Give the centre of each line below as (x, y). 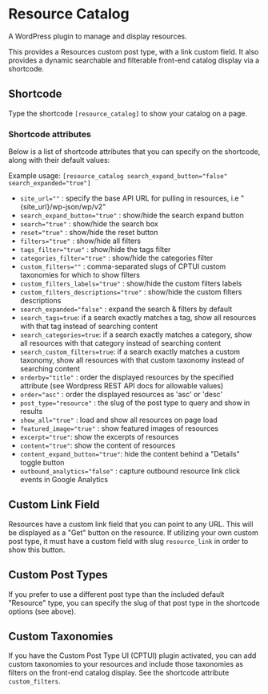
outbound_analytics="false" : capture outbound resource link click (130, 471)
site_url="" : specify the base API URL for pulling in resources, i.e (129, 198)
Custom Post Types (58, 575)
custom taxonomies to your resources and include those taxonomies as (126, 664)
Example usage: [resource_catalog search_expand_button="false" (118, 176)
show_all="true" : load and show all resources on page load (118, 420)
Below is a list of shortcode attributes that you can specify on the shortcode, (134, 152)
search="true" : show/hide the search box (89, 224)
